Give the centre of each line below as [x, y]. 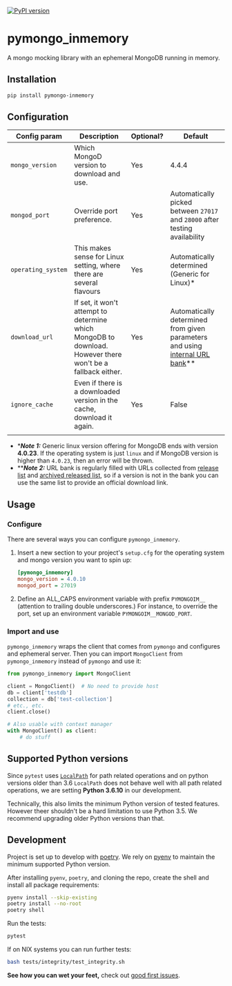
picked [181, 203]
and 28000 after [195, 220]
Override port [96, 211]
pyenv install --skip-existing [52, 897]
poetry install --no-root [44, 904]
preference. [93, 220]
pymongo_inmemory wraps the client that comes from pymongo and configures [114, 647]
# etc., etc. [26, 705]
